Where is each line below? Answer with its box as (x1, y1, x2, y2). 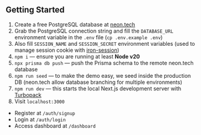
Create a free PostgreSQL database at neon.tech (14, 20, 135, 28)
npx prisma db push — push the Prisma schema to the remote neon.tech (14, 59, 194, 66)
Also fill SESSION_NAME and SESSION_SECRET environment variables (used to (14, 40, 195, 47)
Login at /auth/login (14, 116, 66, 123)
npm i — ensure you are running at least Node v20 (14, 52, 140, 60)
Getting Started (5, 5, 65, 15)
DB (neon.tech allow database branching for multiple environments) (14, 78, 183, 86)
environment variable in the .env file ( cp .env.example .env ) (14, 33, 163, 41)
